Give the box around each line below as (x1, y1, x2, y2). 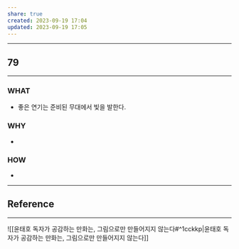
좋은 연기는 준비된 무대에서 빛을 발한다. (17, 103, 127, 111)
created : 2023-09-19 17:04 (7, 17, 87, 24)
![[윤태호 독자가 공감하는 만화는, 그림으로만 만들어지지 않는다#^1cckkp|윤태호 (7, 224, 222, 233)
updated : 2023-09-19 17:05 (7, 23, 87, 31)
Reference (7, 198, 55, 210)
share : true (7, 10, 43, 18)
